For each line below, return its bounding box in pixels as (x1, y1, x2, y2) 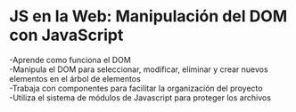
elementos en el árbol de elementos (9, 73, 141, 84)
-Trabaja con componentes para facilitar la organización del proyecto (9, 83, 263, 93)
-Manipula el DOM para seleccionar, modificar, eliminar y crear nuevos (9, 64, 269, 75)
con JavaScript (9, 25, 124, 45)
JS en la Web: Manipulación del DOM (9, 6, 288, 27)
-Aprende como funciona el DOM (9, 54, 131, 65)
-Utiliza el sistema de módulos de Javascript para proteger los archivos (9, 92, 272, 103)
